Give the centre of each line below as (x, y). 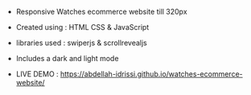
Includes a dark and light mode (67, 58)
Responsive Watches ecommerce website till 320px (101, 12)
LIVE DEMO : (37, 74)
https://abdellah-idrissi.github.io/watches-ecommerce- (151, 74)
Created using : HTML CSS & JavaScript (82, 27)
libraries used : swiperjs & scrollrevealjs (81, 43)
